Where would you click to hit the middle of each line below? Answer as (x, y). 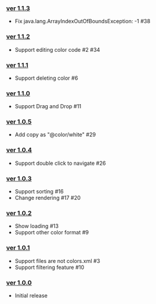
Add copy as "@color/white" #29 (55, 134)
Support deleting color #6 (46, 78)
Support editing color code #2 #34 (57, 49)
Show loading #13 (37, 226)
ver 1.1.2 (18, 37)
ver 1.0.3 (19, 178)
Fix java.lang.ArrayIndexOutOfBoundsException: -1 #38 (82, 21)
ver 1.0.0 (19, 283)
